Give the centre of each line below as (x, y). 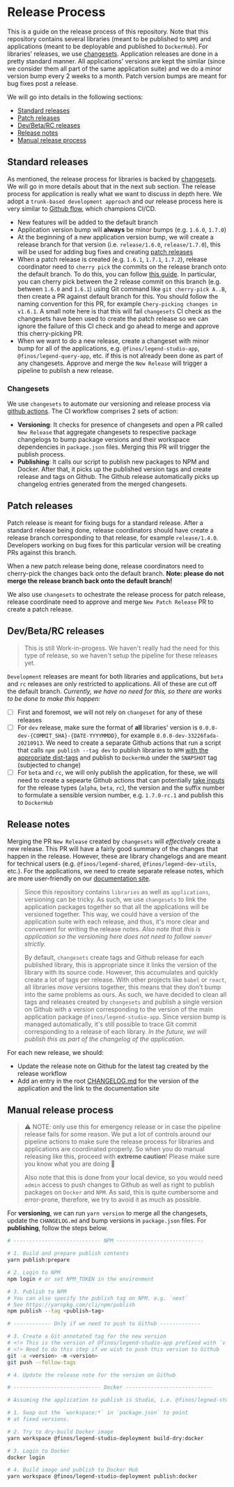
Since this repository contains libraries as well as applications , (117, 892)
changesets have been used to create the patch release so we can (113, 318)
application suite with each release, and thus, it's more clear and (117, 922)
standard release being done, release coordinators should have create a (110, 530)
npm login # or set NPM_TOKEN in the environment (81, 1279)
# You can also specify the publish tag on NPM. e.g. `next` (98, 1298)
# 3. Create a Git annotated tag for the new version (87, 1337)
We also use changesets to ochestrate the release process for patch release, (116, 594)
